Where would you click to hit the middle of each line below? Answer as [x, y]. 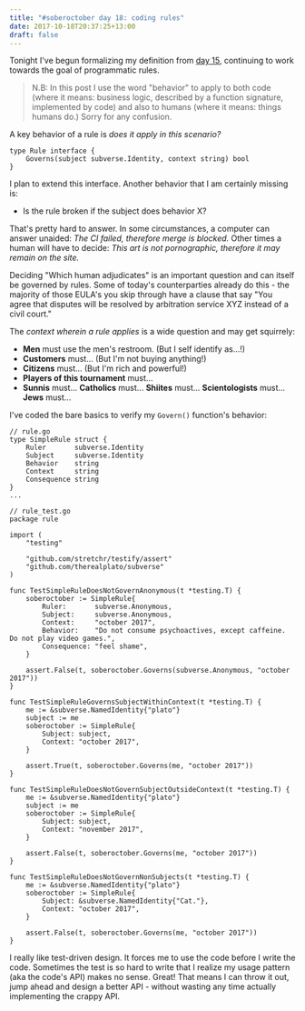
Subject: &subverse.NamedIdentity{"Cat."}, [125, 901]
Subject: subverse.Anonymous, [107, 615]
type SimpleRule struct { [58, 440]
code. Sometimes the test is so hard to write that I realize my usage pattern [150, 967]
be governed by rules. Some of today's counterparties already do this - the [150, 285]
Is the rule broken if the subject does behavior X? [114, 211]
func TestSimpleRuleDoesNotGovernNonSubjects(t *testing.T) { [129, 877]
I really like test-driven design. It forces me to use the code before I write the [152, 958]
